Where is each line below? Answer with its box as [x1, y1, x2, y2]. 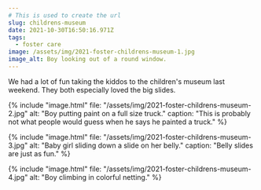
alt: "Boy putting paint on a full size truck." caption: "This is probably [29, 108, 252, 118]
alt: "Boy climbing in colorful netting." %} [29, 172, 162, 181]
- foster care [15, 41, 61, 49]
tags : [8, 33, 26, 42]
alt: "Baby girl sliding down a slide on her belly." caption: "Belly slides [29, 141, 254, 150]
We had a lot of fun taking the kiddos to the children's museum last [8, 76, 226, 86]
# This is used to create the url [8, 11, 122, 20]
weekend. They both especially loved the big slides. [8, 85, 176, 94]
